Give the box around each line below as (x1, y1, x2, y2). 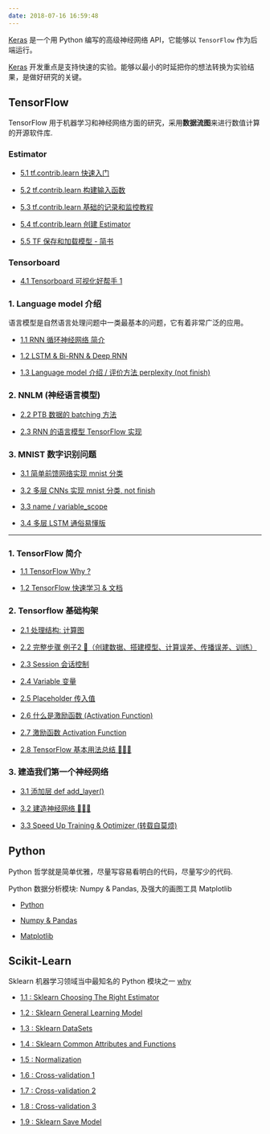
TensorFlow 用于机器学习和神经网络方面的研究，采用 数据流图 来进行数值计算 (8, 118, 260, 128)
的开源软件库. (8, 128, 54, 137)
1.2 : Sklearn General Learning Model (19, 1008, 143, 1017)
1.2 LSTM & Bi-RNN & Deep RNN (19, 351, 128, 361)
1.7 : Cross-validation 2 (19, 1086, 96, 1095)
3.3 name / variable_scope (19, 501, 108, 511)
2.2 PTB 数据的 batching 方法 (19, 409, 117, 419)
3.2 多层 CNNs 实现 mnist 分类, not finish (19, 485, 156, 495)
